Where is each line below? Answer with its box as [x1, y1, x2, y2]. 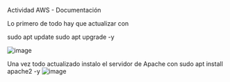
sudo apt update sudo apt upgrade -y [7, 33, 115, 41]
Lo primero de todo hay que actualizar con [7, 19, 129, 27]
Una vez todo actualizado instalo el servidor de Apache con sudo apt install [7, 60, 224, 68]
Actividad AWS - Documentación [7, 6, 101, 14]
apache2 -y [7, 67, 40, 75]
